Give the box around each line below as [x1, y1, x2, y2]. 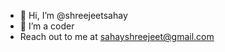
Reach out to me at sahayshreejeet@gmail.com [19, 31, 215, 42]
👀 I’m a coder [19, 20, 75, 32]
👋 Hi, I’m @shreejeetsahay [19, 10, 128, 21]
